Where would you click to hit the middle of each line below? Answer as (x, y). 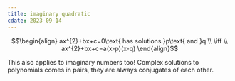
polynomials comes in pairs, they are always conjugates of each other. (111, 70)
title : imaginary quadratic (49, 14)
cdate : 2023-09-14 (35, 21)
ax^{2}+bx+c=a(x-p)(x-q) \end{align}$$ (120, 48)
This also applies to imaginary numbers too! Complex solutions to (103, 62)
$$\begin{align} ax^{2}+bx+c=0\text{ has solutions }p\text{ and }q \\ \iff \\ (120, 40)
